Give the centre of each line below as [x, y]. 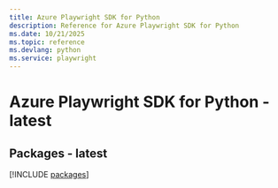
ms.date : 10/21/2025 [47, 34]
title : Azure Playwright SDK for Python [85, 17]
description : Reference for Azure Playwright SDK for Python [124, 26]
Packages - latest [58, 153]
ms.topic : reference [47, 42]
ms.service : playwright [53, 58]
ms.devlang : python [45, 50]
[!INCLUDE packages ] [49, 174]
